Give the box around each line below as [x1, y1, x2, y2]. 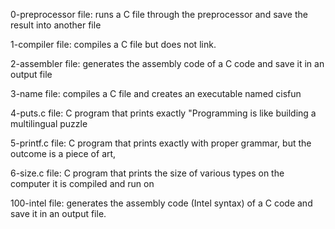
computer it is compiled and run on [10, 178, 155, 189]
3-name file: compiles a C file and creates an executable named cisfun [10, 88, 302, 99]
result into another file [10, 19, 102, 31]
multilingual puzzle [10, 118, 88, 129]
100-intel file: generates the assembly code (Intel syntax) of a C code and [10, 197, 313, 209]
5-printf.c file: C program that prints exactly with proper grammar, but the [10, 137, 312, 149]
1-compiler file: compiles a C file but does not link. [10, 39, 217, 50]
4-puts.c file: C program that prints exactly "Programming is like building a [10, 107, 317, 119]
